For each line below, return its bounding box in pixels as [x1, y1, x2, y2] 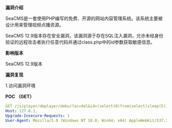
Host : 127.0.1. [5, 108, 38, 114]
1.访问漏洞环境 [5, 82, 36, 89]
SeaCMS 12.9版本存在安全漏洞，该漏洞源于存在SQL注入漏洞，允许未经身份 [5, 33, 164, 38]
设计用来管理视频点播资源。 [5, 22, 64, 28]
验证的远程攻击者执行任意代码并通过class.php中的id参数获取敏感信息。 [5, 39, 155, 45]
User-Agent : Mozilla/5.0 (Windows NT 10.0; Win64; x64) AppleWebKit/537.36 [5, 118, 170, 123]
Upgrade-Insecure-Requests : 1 [5, 113, 70, 118]
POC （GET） [5, 94, 34, 99]
